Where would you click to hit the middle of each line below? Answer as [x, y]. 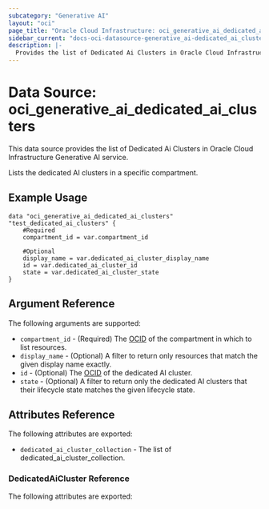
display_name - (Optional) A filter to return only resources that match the [139, 355]
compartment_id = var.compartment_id [86, 237]
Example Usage [48, 198]
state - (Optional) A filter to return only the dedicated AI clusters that [133, 381]
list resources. [43, 347]
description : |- [35, 46]
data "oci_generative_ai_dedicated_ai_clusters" [91, 216]
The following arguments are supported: [75, 323]
